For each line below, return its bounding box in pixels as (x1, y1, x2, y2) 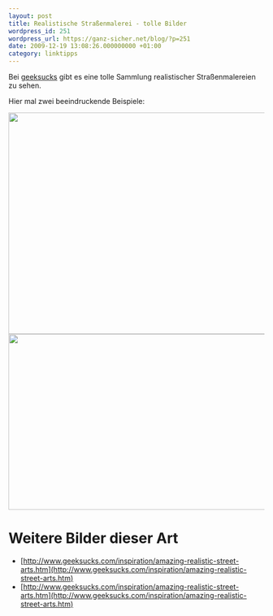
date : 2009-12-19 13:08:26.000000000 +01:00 (8, 42, 162, 50)
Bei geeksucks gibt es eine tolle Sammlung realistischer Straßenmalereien (8, 72, 256, 81)
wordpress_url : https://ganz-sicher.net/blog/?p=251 (8, 34, 191, 43)
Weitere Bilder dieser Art (8, 529, 179, 548)
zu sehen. (8, 80, 42, 90)
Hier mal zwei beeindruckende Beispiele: (8, 97, 145, 106)
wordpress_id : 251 (8, 27, 71, 35)
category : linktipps (8, 50, 79, 58)
